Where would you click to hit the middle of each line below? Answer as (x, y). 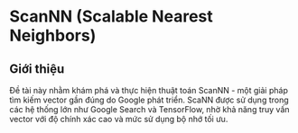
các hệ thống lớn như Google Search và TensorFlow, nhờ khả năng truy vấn (150, 109)
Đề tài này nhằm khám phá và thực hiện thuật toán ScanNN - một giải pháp (149, 90)
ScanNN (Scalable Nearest (112, 17)
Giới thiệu (37, 69)
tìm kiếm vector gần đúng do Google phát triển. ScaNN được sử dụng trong (149, 100)
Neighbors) (53, 35)
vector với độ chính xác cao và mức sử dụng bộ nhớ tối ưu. (119, 119)
